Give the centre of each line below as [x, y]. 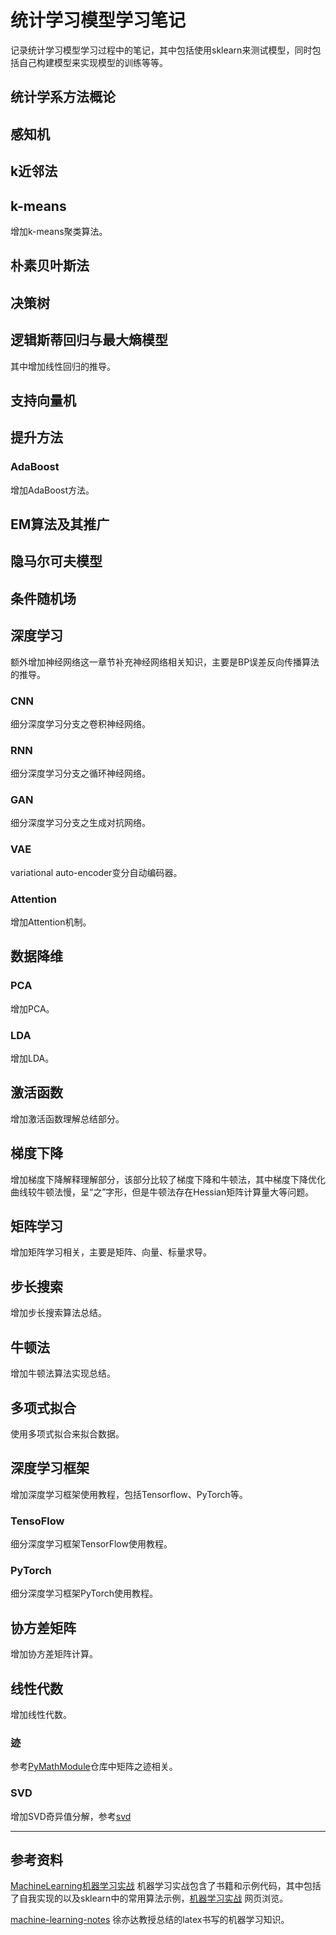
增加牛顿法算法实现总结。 [63, 1373]
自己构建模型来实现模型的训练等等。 [93, 62]
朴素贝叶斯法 [50, 266]
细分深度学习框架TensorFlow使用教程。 [91, 1544]
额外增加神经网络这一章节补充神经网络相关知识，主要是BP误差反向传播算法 [165, 662]
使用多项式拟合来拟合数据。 [67, 1433]
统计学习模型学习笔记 [98, 20]
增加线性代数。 [41, 1714]
